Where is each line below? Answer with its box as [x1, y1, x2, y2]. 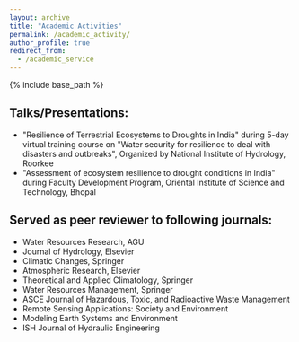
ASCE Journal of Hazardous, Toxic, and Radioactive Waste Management [22, 294, 290, 304]
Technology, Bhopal [22, 186, 97, 197]
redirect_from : [9, 47, 66, 56]
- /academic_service [17, 55, 94, 64]
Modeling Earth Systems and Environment [22, 312, 178, 323]
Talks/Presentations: [9, 105, 129, 121]
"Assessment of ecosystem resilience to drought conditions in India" [22, 167, 276, 178]
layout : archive [9, 13, 70, 22]
